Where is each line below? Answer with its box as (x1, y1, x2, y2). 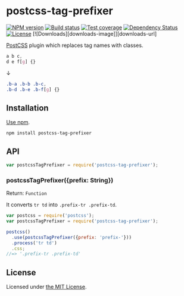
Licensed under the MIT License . (6, 284, 87, 291)
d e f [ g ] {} (6, 58, 36, 65)
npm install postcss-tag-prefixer (6, 130, 92, 136)
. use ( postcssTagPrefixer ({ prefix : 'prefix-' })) (11, 234, 132, 240)
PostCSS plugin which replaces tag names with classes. (6, 42, 144, 49)
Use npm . (6, 119, 30, 126)
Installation (6, 103, 49, 113)
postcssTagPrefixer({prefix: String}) (6, 176, 114, 184)
